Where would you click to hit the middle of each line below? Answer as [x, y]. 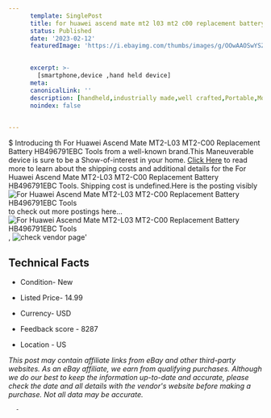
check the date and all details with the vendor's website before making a [130, 386]
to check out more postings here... [66, 211]
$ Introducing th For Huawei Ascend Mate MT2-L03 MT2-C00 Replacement [134, 143]
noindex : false [55, 106]
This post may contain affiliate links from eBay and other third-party [122, 360]
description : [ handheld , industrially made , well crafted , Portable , [144, 98]
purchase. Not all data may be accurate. [76, 394]
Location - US [43, 345]
